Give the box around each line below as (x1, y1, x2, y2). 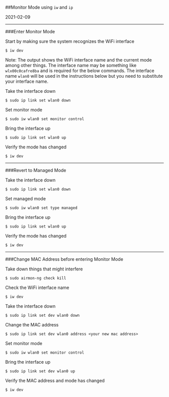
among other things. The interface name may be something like (5, 63, 137, 68)
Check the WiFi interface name (5, 285, 69, 291)
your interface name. (5, 78, 49, 84)
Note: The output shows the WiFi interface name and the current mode (5, 57, 152, 63)
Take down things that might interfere (5, 266, 83, 272)
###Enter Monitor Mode (5, 29, 55, 34)
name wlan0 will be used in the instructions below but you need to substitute (5, 73, 163, 79)
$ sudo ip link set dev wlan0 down (5, 313, 80, 318)
